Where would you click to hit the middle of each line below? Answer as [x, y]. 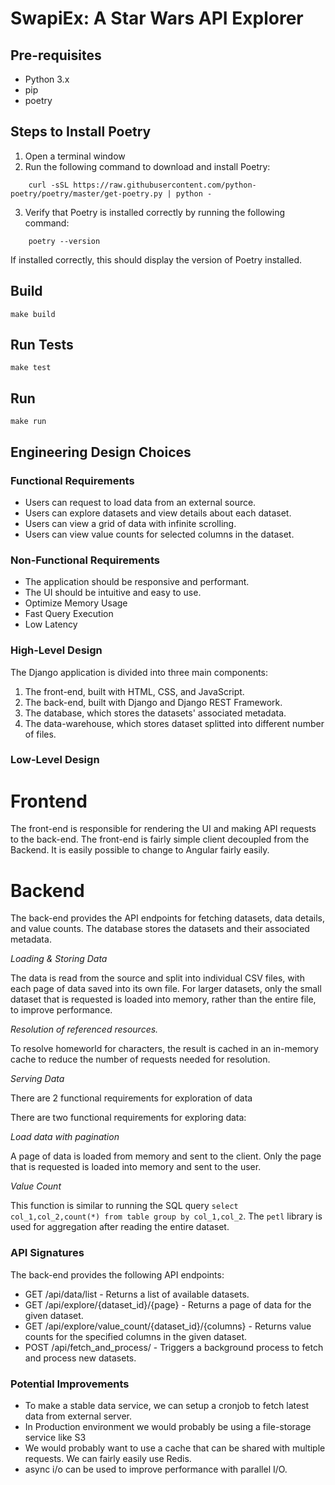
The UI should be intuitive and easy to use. [113, 593]
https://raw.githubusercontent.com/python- [165, 185]
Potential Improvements [70, 1384]
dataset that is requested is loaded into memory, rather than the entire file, [163, 999]
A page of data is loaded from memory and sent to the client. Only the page [166, 1156]
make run [28, 422]
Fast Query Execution [69, 614]
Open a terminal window [75, 156]
